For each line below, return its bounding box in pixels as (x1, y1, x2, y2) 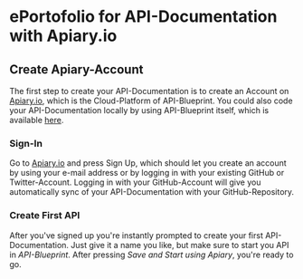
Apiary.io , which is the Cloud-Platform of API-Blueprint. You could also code (9, 95, 293, 106)
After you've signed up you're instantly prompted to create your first (9, 229, 264, 241)
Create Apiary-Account (9, 62, 144, 77)
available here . (9, 115, 64, 125)
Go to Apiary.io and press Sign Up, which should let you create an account (9, 158, 287, 168)
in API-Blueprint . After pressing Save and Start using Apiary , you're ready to (9, 249, 294, 260)
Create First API (9, 209, 80, 222)
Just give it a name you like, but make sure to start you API (71, 239, 289, 250)
